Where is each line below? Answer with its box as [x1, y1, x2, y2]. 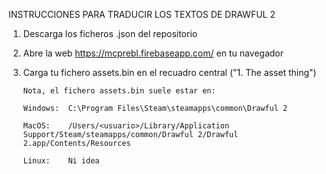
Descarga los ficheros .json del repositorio [22, 28, 198, 39]
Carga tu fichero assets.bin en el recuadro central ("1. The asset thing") [22, 67, 317, 78]
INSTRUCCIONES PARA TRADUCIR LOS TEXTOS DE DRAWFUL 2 [8, 9, 276, 20]
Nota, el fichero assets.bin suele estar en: [22, 86, 216, 96]
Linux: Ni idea [22, 156, 100, 166]
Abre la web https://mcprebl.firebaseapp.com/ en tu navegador [22, 47, 285, 59]
